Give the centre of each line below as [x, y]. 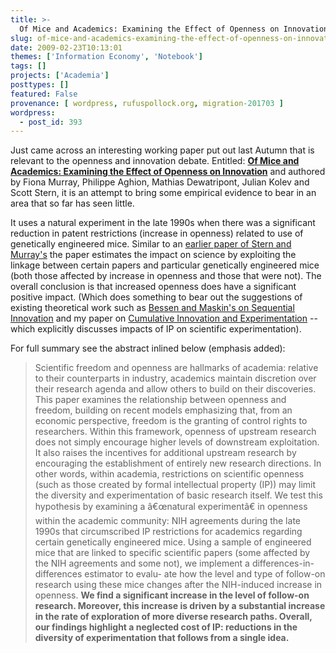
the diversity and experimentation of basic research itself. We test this [178, 495]
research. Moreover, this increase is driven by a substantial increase [180, 606]
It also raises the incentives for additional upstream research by [165, 453]
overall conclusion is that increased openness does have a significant [153, 287]
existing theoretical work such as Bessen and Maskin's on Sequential [152, 308]
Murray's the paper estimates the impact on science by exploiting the [153, 255]
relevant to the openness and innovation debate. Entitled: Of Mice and [155, 161]
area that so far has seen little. [72, 203]
